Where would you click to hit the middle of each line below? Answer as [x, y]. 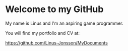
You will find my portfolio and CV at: [42, 33]
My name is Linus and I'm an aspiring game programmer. [64, 23]
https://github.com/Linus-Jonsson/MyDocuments [57, 43]
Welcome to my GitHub [54, 9]
